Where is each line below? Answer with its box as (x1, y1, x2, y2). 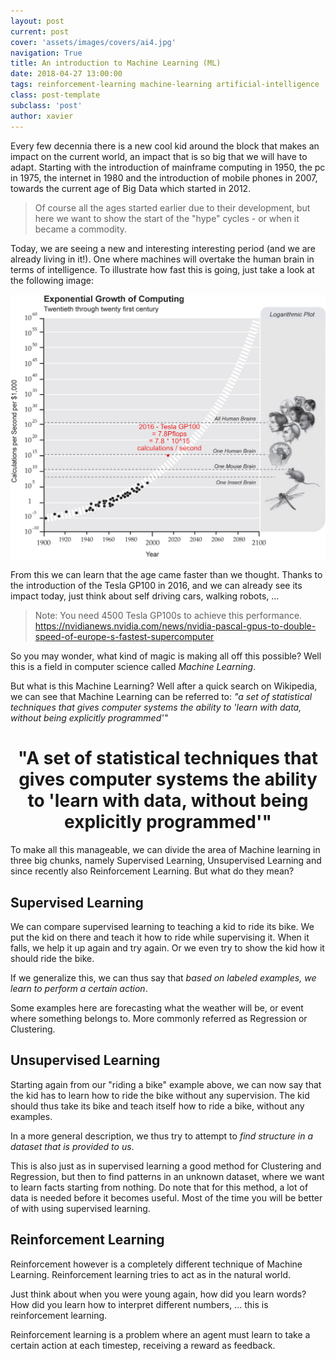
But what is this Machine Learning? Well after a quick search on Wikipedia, (10, 680, 318, 692)
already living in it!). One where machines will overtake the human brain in (10, 253, 315, 265)
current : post (10, 26, 70, 37)
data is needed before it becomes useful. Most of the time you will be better (10, 1191, 323, 1204)
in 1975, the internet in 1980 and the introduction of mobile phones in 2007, (10, 171, 318, 184)
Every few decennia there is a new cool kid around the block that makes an (10, 140, 320, 152)
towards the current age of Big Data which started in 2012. (10, 182, 252, 194)
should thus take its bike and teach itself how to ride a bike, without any (10, 1100, 305, 1112)
